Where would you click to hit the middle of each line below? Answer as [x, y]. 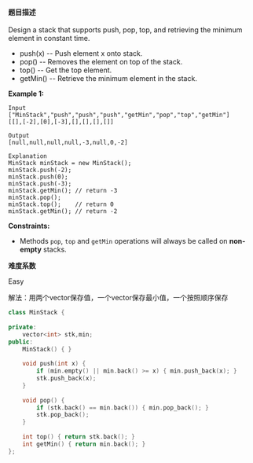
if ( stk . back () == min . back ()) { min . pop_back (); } [123, 408]
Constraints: [29, 226]
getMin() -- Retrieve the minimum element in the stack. [108, 79]
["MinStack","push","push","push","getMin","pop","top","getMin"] [119, 115]
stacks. [55, 250]
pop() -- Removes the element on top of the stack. [101, 62]
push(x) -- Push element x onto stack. [81, 53]
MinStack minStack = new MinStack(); [70, 164]
